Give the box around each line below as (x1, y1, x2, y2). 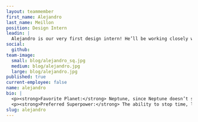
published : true (6, 74, 46, 80)
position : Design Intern (6, 25, 67, 31)
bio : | (6, 90, 22, 96)
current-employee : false (6, 80, 67, 86)
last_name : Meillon (6, 19, 54, 25)
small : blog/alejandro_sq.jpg (11, 57, 85, 63)
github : (11, 47, 31, 53)
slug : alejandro (6, 107, 46, 113)
